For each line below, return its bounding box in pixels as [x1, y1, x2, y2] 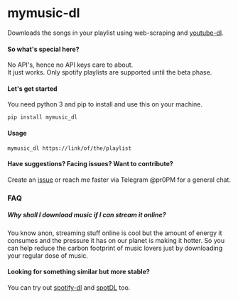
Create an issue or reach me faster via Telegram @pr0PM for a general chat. [7, 175, 231, 184]
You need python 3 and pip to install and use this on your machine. [7, 100, 203, 109]
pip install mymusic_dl [7, 114, 78, 121]
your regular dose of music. [7, 251, 89, 260]
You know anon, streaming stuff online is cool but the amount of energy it [7, 229, 222, 237]
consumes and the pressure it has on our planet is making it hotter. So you [7, 236, 225, 244]
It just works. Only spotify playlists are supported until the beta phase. [7, 68, 212, 77]
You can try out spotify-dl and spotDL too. [7, 283, 131, 292]
